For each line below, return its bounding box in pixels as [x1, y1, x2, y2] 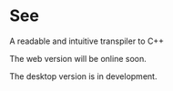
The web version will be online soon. [9, 53, 148, 64]
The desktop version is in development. [9, 70, 158, 82]
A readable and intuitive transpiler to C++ [9, 35, 165, 46]
